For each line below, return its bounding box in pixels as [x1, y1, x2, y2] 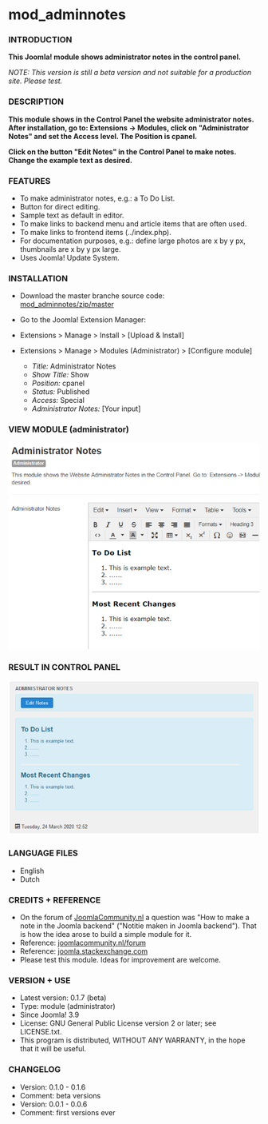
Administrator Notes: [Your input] [31, 404, 141, 413]
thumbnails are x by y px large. [19, 245, 121, 254]
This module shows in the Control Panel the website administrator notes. [8, 114, 254, 124]
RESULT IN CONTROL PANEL [8, 662, 121, 673]
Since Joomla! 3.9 [19, 1010, 80, 1020]
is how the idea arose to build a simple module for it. [19, 930, 192, 939]
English [19, 866, 45, 875]
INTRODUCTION [8, 34, 73, 46]
